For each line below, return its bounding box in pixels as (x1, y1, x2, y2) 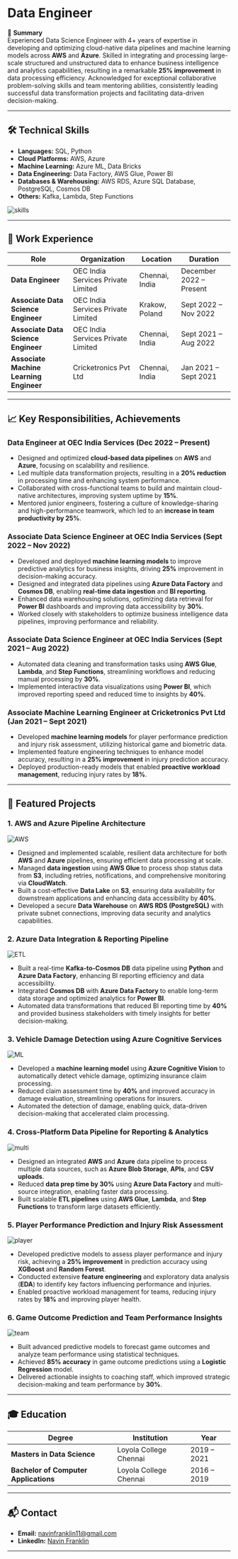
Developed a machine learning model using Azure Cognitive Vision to (17, 1064, 225, 1072)
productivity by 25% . (17, 514, 81, 523)
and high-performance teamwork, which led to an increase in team (17, 506, 215, 515)
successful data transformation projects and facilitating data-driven (7, 89, 205, 97)
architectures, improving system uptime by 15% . (37, 492, 178, 500)
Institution (132, 1433, 169, 1443)
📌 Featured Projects (7, 797, 96, 809)
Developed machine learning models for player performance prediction (17, 733, 228, 741)
